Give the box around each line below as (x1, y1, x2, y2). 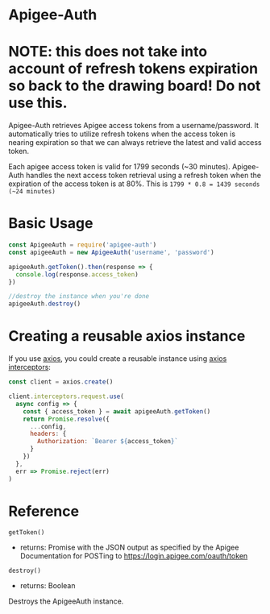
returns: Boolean (19, 581, 76, 591)
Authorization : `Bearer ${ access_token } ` (37, 438, 179, 446)
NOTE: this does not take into (8, 43, 208, 61)
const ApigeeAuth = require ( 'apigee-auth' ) (8, 241, 157, 249)
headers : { (29, 429, 67, 438)
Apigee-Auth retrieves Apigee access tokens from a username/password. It (8, 121, 260, 131)
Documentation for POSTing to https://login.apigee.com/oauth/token (19, 551, 248, 561)
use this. (8, 94, 68, 112)
